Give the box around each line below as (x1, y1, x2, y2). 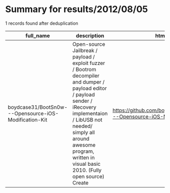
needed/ (72, 122, 93, 130)
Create (72, 179, 89, 186)
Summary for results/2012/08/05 (5, 4, 148, 15)
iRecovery (72, 103, 97, 110)
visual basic (72, 160, 101, 167)
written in (72, 154, 95, 161)
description (75, 32, 105, 39)
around (72, 135, 90, 142)
